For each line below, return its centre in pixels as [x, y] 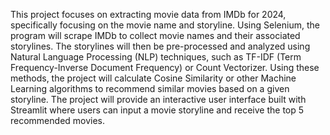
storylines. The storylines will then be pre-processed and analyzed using [160, 46]
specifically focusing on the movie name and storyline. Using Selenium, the [165, 25]
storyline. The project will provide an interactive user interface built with [158, 99]
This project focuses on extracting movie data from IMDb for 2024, [148, 14]
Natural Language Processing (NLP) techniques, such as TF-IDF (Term [156, 57]
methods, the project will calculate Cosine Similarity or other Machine [153, 78]
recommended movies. [58, 120]
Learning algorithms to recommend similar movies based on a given [150, 88]
